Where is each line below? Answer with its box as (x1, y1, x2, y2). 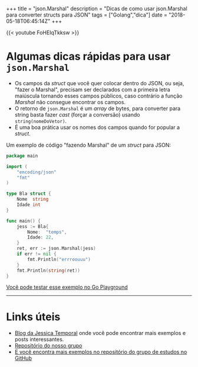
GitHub (14, 355, 32, 362)
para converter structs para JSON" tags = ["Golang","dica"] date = (6, 11, 168, 18)
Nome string (16, 197, 49, 202)
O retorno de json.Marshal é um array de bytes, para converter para (14, 105, 181, 112)
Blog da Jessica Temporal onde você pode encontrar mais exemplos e (14, 330, 186, 337)
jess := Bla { (16, 223, 49, 230)
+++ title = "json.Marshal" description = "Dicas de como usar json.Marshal (6, 5, 187, 12)
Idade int (16, 202, 41, 208)
